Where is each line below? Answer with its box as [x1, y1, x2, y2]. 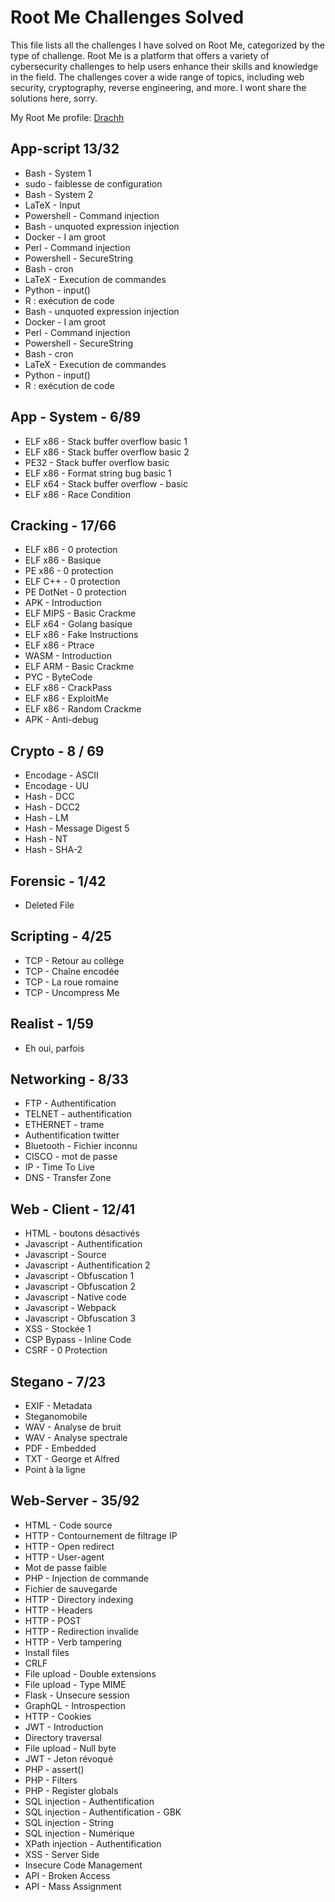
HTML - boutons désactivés [24, 1227, 140, 1240]
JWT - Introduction [24, 1721, 104, 1733]
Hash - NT [24, 833, 68, 845]
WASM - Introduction [24, 650, 112, 662]
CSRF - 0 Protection [24, 1344, 108, 1356]
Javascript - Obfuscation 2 [24, 1281, 136, 1293]
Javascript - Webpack [24, 1302, 117, 1314]
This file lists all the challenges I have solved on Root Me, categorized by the [10, 39, 326, 51]
